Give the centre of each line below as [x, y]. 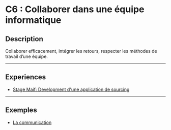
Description [24, 39]
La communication [32, 122]
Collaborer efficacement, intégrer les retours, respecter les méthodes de [81, 51]
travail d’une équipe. [27, 56]
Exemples [21, 110]
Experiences [26, 77]
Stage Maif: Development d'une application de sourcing [71, 89]
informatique [33, 20]
